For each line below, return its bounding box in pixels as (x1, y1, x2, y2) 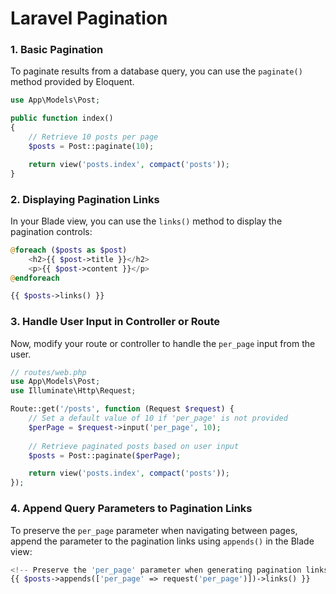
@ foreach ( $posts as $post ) (10, 245, 128, 255)
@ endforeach (10, 273, 60, 283)
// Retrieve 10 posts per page (28, 132, 159, 142)
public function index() (10, 113, 114, 124)
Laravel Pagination (10, 7, 168, 30)
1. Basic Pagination (10, 43, 104, 57)
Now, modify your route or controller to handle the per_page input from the (10, 337, 316, 349)
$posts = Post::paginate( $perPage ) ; (28, 450, 182, 461)
